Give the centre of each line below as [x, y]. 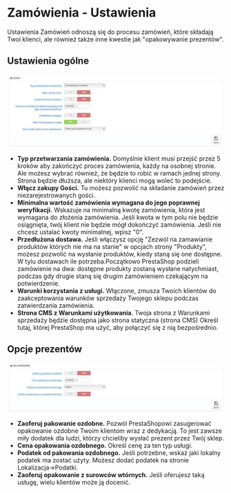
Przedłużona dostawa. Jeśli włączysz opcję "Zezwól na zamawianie [114, 239]
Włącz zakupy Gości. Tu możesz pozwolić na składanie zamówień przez [121, 187]
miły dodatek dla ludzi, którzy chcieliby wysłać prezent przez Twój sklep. [120, 438]
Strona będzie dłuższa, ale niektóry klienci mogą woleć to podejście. [114, 180]
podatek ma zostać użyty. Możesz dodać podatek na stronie [103, 460]
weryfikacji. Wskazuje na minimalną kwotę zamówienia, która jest [111, 210]
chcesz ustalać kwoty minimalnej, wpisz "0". [80, 232]
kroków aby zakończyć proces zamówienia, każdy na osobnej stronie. [116, 166]
